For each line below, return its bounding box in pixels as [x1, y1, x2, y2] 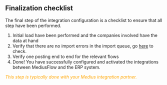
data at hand [12, 37, 39, 43]
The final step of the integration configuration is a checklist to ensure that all [5, 17, 162, 23]
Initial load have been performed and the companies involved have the [12, 32, 158, 38]
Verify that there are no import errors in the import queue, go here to [12, 42, 153, 49]
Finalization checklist [5, 4, 73, 12]
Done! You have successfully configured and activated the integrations [12, 58, 159, 64]
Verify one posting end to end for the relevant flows [12, 53, 119, 59]
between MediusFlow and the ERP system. [12, 64, 101, 70]
